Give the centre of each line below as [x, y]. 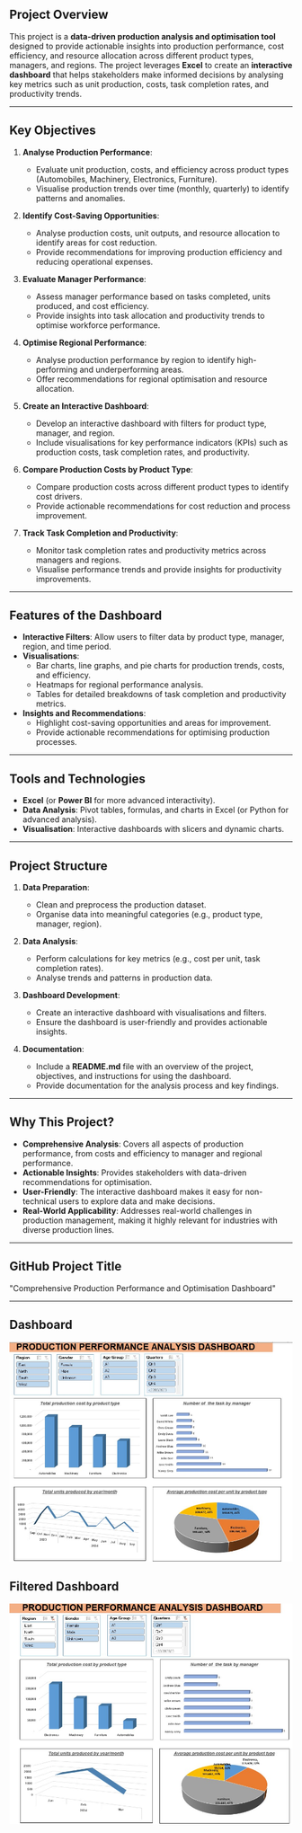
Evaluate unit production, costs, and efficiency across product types [162, 169]
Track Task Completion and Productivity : [100, 533]
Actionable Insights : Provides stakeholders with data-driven [134, 1173]
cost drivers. [59, 496]
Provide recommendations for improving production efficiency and [159, 252]
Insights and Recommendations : [84, 713]
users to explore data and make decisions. [137, 1201]
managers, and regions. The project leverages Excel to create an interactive [151, 65]
